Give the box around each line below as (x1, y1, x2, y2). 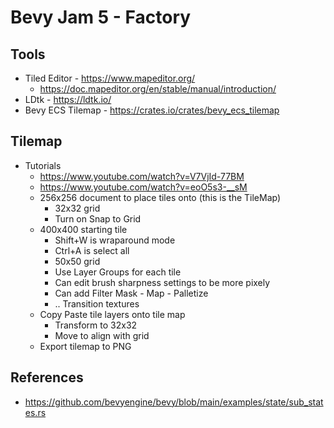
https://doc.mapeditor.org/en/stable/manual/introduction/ (39, 83, 277, 95)
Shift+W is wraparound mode (54, 234, 176, 246)
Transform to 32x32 (54, 319, 138, 331)
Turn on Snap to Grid (54, 212, 142, 225)
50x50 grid (54, 255, 101, 267)
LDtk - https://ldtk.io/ (24, 94, 112, 105)
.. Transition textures (54, 297, 140, 310)
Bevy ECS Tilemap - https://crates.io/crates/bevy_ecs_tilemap (24, 104, 280, 116)
